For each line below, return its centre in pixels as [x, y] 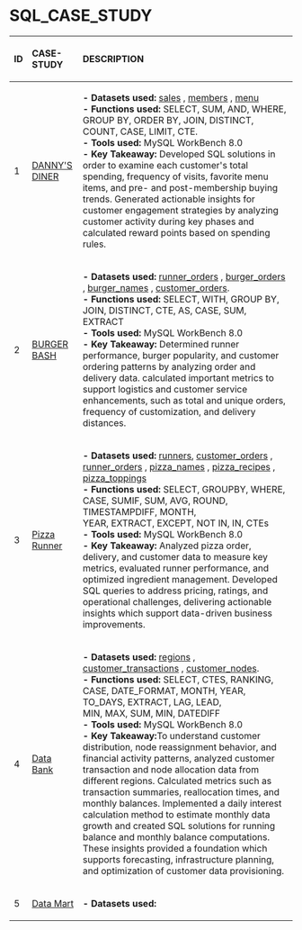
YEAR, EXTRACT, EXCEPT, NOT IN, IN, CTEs [176, 523]
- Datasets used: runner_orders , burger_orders [184, 276]
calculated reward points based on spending [176, 232]
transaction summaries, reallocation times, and [181, 791]
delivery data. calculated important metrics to [178, 377]
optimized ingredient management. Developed [180, 579]
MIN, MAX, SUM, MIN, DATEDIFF [151, 713]
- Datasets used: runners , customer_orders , [178, 456]
